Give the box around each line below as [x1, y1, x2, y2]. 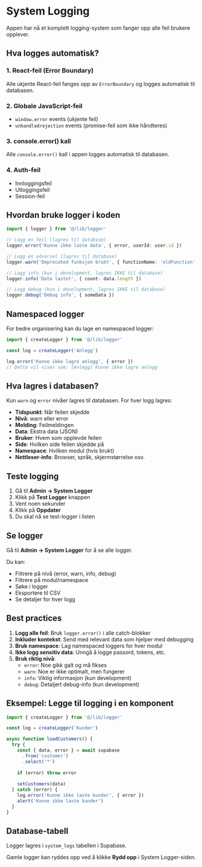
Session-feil [14, 192, 45, 200]
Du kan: [6, 558, 26, 565]
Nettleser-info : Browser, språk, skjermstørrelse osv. [14, 454, 145, 461]
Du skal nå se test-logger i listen [14, 513, 95, 520]
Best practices [6, 613, 62, 624]
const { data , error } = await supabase [17, 747, 120, 754]
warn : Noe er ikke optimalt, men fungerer [24, 667, 125, 675]
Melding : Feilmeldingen [14, 422, 74, 429]
